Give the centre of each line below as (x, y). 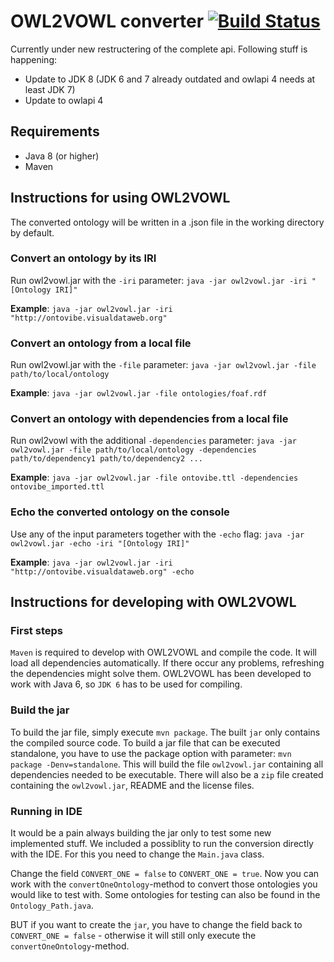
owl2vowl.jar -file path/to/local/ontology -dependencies (133, 450)
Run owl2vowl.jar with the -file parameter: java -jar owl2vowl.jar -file (163, 365)
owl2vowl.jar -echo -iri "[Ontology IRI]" (100, 543)
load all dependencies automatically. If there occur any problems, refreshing (167, 663)
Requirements (55, 131)
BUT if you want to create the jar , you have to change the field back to (156, 925)
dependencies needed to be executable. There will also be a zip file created (167, 774)
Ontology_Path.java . (52, 906)
